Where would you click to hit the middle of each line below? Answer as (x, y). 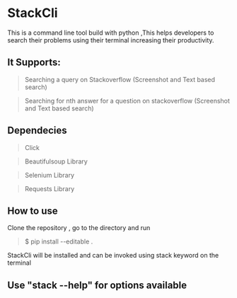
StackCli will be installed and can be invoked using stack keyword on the (113, 256)
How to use (33, 211)
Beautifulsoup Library (56, 161)
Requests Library (50, 188)
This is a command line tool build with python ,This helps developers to (111, 33)
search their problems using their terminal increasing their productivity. (111, 40)
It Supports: (34, 63)
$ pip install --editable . (59, 241)
